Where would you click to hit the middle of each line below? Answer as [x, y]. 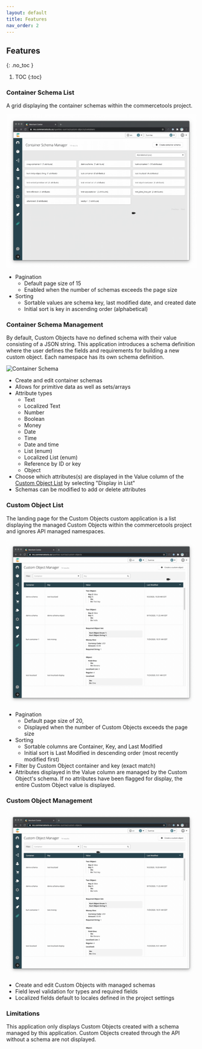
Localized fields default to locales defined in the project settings [95, 998]
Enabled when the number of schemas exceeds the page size [101, 289]
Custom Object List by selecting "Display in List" [75, 483]
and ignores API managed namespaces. [56, 531]
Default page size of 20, [54, 720]
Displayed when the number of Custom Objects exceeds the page [106, 727]
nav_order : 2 [23, 25]
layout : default [27, 13]
